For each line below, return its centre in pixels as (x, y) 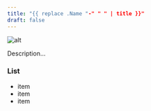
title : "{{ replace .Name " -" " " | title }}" (76, 14)
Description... (26, 53)
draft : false (26, 20)
